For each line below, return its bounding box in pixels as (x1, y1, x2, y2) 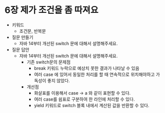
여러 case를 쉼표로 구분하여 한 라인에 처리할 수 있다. (34, 96, 135, 102)
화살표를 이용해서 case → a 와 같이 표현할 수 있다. (34, 90, 131, 96)
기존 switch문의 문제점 (26, 59, 71, 65)
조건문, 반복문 (19, 28, 46, 34)
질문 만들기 (11, 34, 34, 40)
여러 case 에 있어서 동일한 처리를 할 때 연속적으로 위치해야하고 (34, 71, 155, 77)
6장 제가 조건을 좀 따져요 (4, 4, 99, 16)
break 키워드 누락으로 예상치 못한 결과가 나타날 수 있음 (34, 65, 140, 71)
